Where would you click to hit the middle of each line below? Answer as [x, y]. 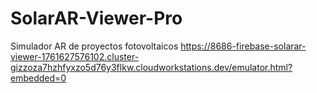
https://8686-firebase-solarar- [243, 46]
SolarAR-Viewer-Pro [96, 18]
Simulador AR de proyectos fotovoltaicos [94, 46]
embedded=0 [38, 78]
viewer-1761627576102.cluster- [75, 56]
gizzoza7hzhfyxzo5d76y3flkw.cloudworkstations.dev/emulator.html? [151, 67]
